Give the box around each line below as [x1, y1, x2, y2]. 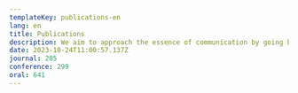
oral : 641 [9, 71, 46, 80]
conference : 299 [9, 63, 69, 72]
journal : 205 [9, 54, 58, 63]
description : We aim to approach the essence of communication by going [9, 37, 284, 47]
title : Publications [9, 29, 86, 38]
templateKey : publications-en [9, 12, 122, 22]
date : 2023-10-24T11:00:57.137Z [9, 46, 129, 55]
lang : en [9, 21, 42, 30]
